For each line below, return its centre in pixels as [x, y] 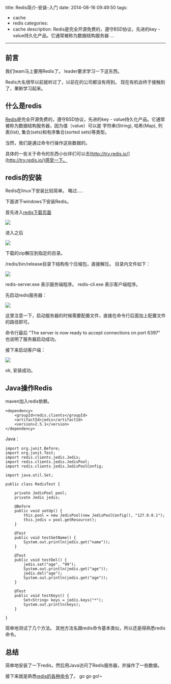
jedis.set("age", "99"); [50, 565]
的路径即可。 [19, 322]
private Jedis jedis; [37, 498]
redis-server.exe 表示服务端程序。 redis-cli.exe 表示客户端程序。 [73, 284]
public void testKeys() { [42, 596]
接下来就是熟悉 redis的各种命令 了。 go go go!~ [54, 676]
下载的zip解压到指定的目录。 [35, 253]
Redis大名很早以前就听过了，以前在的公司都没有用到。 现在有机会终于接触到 [85, 82]
